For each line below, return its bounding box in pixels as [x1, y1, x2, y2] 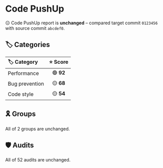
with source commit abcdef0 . [5, 25, 65, 31]
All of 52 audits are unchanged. [5, 157, 71, 163]
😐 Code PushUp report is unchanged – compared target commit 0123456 [5, 20, 158, 26]
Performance [8, 70, 39, 77]
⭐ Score [49, 58, 69, 65]
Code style [8, 91, 34, 98]
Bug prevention [8, 80, 45, 88]
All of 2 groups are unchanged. [5, 125, 70, 132]
